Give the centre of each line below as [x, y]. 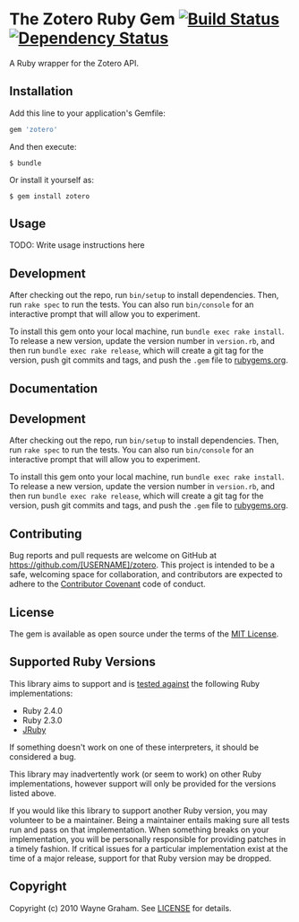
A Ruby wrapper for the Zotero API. [74, 63]
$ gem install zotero [50, 196]
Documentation [54, 388]
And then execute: [43, 146]
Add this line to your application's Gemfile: [87, 113]
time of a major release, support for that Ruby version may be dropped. [140, 858]
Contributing [46, 534]
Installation [41, 91]
